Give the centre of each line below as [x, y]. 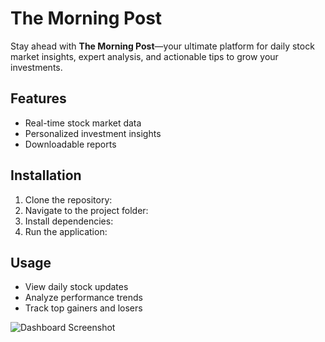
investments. [36, 67]
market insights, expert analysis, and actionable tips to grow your [144, 56]
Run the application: [66, 231]
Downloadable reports [70, 144]
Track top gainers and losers [83, 308]
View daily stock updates [76, 287]
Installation [46, 175]
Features [38, 98]
